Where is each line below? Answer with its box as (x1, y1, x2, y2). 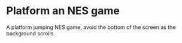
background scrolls (6, 29, 54, 37)
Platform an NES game (6, 4, 120, 18)
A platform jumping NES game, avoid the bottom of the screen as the (6, 24, 176, 31)
